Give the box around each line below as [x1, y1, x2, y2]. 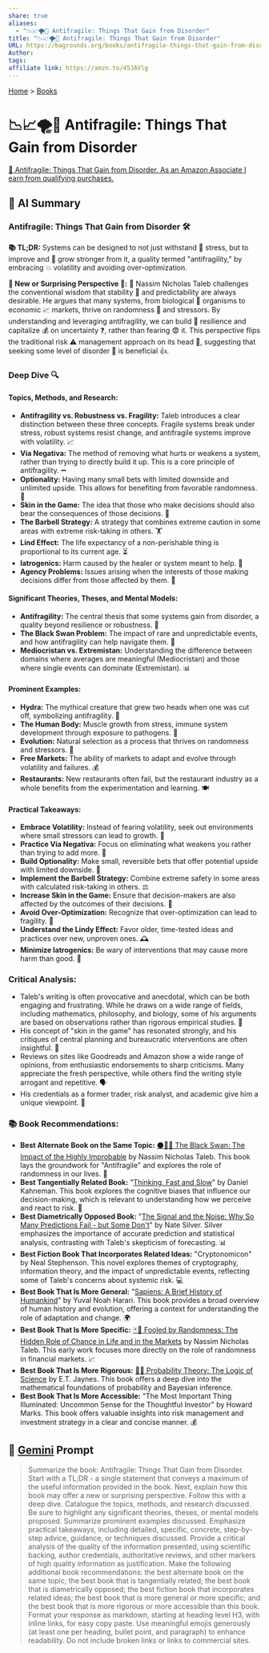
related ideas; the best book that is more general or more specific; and [27, 1593, 261, 1602]
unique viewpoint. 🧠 [19, 1097, 86, 1108]
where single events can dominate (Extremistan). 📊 [19, 663, 191, 673]
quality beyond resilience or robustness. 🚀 [19, 620, 159, 629]
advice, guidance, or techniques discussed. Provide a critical [44, 1533, 246, 1542]
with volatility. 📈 [19, 437, 74, 446]
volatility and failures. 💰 [19, 762, 99, 772]
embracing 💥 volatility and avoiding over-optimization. [8, 263, 187, 273]
